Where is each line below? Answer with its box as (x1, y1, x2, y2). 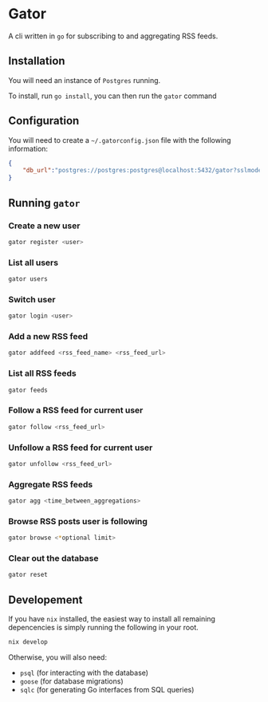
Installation (8, 54, 65, 68)
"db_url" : (22, 167, 56, 175)
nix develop (8, 638, 48, 646)
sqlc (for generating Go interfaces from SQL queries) (19, 684, 195, 694)
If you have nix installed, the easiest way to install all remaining (8, 614, 215, 624)
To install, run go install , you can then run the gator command (8, 91, 217, 101)
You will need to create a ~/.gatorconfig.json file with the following (8, 135, 231, 144)
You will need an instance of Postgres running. (8, 75, 161, 85)
